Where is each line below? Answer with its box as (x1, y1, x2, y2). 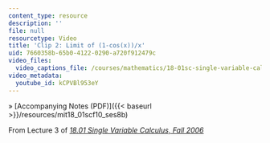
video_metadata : (8, 71, 63, 80)
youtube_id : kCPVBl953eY (15, 79, 99, 87)
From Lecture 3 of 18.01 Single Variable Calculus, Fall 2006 (8, 125, 204, 135)
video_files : (8, 57, 52, 65)
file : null (8, 27, 45, 35)
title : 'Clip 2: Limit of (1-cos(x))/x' (8, 42, 146, 50)
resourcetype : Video (8, 34, 78, 43)
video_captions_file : (15, 64, 88, 72)
